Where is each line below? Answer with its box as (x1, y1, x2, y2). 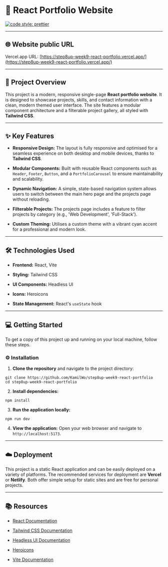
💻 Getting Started (5, 320, 62, 329)
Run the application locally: (12, 407, 71, 413)
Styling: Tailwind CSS (12, 272, 58, 278)
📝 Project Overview (5, 78, 66, 87)
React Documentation (12, 517, 57, 523)
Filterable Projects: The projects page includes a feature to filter (12, 206, 146, 212)
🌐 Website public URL (5, 40, 74, 49)
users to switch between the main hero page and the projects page (12, 191, 151, 197)
